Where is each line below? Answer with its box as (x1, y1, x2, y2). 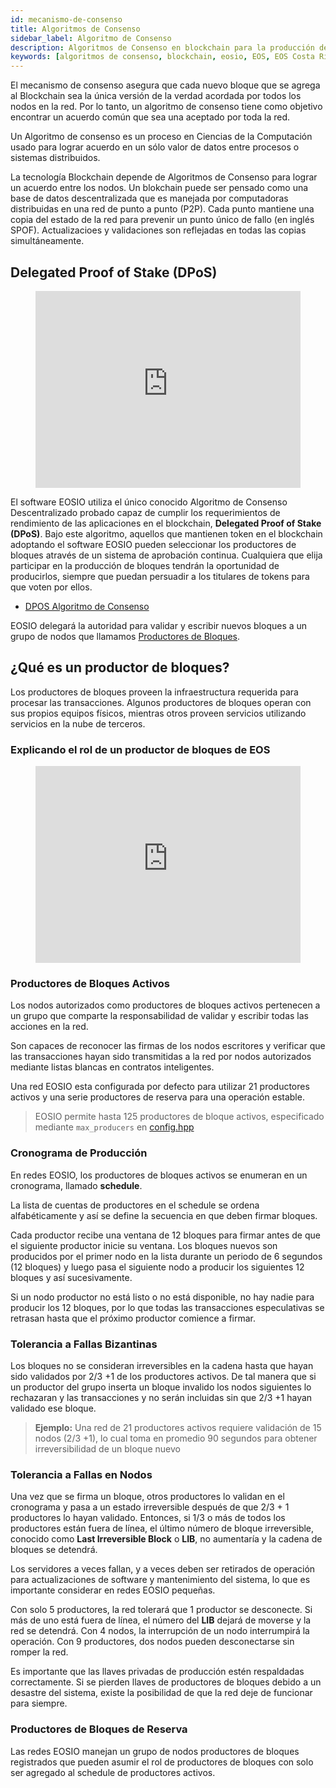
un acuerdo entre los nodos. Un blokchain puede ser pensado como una (10, 182, 309, 194)
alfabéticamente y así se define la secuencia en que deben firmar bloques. (10, 1209, 318, 1221)
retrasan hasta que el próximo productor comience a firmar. (10, 1312, 256, 1324)
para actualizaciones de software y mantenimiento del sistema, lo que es (10, 1574, 311, 1586)
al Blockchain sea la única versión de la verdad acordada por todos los (10, 90, 302, 102)
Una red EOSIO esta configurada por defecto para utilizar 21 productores (10, 1081, 310, 1093)
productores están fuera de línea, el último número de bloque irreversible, (10, 1522, 315, 1535)
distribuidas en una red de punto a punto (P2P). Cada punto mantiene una (10, 203, 315, 215)
